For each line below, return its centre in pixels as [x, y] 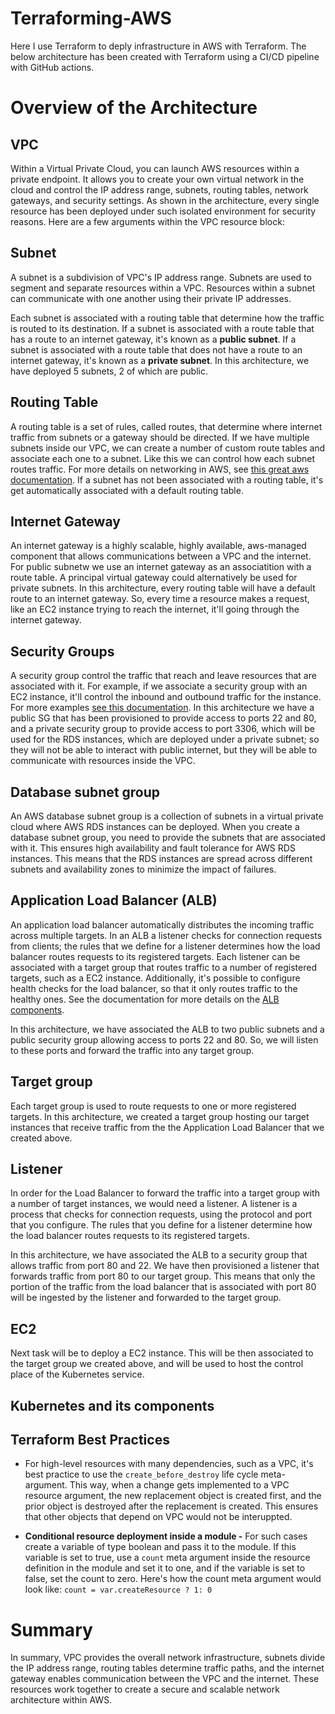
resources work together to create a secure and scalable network [145, 1689]
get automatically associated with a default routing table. [127, 490]
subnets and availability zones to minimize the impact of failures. [143, 869]
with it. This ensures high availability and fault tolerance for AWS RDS [153, 848]
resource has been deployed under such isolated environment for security [163, 211]
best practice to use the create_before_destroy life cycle [141, 1474]
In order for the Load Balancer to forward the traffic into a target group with [165, 1193]
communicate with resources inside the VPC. [103, 761]
